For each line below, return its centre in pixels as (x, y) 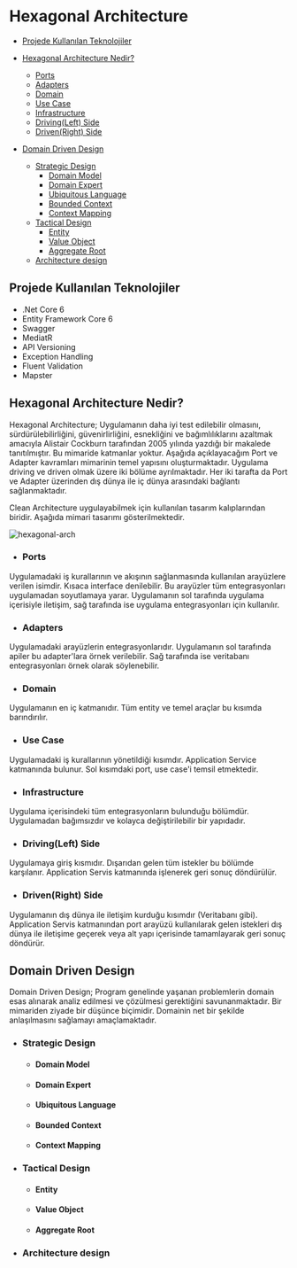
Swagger (38, 328)
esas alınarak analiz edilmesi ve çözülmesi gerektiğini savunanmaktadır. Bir (146, 1001)
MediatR (37, 338)
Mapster (37, 375)
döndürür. (27, 943)
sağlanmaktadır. (38, 490)
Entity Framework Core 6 (67, 319)
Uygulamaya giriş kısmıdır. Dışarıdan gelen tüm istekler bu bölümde (132, 863)
